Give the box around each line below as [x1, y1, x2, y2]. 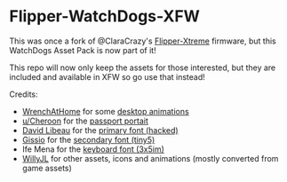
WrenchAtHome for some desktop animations [21, 106, 189, 116]
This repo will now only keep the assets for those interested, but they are [9, 62, 276, 73]
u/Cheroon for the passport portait [21, 115, 148, 126]
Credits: [9, 89, 38, 99]
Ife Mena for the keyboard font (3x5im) [21, 144, 164, 154]
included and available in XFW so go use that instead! [9, 71, 206, 82]
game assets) [21, 162, 73, 173]
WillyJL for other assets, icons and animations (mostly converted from [21, 153, 279, 163]
